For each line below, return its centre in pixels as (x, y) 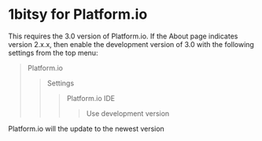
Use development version (128, 113)
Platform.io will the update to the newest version (87, 128)
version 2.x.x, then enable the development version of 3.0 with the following (131, 44)
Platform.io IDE (91, 98)
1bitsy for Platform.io (78, 14)
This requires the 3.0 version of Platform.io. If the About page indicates (123, 36)
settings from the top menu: (53, 52)
